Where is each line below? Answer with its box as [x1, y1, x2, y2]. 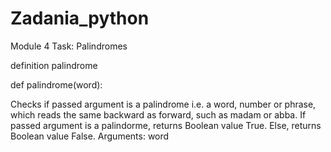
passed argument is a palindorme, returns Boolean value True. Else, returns [10, 119, 322, 131]
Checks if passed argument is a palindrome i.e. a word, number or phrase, [10, 98, 317, 110]
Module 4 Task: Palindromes [10, 40, 128, 52]
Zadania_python [10, 7, 150, 30]
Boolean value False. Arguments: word [10, 130, 170, 142]
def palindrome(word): [10, 78, 103, 91]
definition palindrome [10, 59, 98, 71]
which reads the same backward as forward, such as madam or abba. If [10, 108, 307, 121]
